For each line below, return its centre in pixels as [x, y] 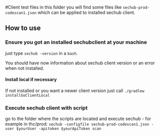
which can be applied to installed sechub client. [86, 12]
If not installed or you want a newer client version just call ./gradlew [75, 90]
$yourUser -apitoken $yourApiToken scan [59, 129]
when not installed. [25, 68]
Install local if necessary [31, 80]
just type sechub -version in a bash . [42, 53]
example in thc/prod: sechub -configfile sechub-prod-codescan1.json [77, 124]
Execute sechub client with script [47, 108]
